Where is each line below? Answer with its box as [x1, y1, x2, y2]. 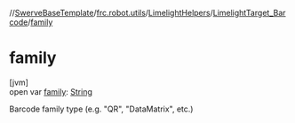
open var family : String [9, 86, 93, 96]
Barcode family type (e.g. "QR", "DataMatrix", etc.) [9, 104, 194, 114]
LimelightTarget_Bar [212, 8, 286, 18]
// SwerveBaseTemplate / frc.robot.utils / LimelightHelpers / [9, 8, 213, 18]
